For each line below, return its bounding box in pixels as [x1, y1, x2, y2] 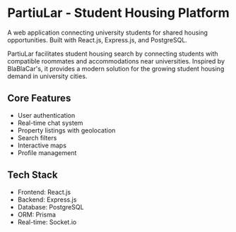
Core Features [7, 92, 71, 104]
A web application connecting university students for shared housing [7, 28, 208, 37]
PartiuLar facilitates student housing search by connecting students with [7, 49, 218, 58]
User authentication [17, 111, 76, 119]
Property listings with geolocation [17, 126, 116, 135]
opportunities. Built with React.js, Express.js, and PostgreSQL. [7, 35, 187, 44]
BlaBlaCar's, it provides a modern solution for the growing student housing [7, 64, 225, 73]
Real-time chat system [17, 118, 83, 127]
